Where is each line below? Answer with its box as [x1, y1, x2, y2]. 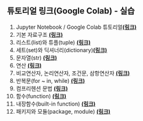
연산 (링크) [15, 61, 42, 69]
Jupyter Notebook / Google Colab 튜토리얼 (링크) [15, 23, 137, 31]
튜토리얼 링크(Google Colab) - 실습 [7, 6, 135, 17]
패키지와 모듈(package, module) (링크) [15, 107, 111, 115]
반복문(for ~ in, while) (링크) [15, 77, 85, 84]
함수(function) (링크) [15, 92, 67, 100]
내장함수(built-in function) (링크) [15, 100, 96, 107]
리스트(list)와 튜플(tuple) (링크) [15, 39, 91, 46]
